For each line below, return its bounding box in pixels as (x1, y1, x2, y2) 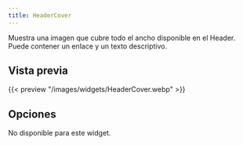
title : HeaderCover (8, 11, 72, 20)
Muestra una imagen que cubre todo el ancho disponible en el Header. (8, 33, 236, 42)
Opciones (8, 107, 56, 121)
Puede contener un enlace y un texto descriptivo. (8, 41, 167, 51)
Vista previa (8, 64, 68, 78)
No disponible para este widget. (8, 129, 111, 138)
